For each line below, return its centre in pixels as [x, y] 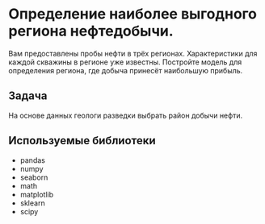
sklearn [33, 203]
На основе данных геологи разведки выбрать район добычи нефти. [126, 115]
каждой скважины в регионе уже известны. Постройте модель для [125, 62]
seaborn [34, 177]
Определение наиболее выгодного [132, 14]
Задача [28, 96]
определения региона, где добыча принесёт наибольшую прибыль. [126, 70]
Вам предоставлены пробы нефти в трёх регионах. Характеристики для [133, 53]
